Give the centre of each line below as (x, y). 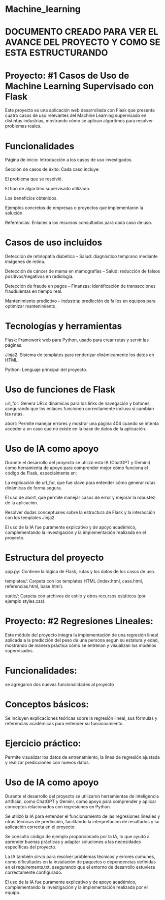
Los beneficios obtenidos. (32, 198)
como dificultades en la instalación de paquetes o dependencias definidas (81, 862)
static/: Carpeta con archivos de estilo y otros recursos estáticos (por (76, 596)
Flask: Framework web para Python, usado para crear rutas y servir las (77, 340)
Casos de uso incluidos (54, 242)
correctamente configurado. (34, 872)
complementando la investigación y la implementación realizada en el (76, 532)
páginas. (14, 345)
